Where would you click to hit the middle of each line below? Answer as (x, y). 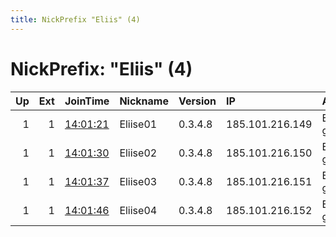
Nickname (144, 101)
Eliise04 (138, 210)
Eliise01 (138, 124)
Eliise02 (138, 153)
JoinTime (87, 101)
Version (197, 101)
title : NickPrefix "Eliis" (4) (75, 19)
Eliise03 (138, 181)
